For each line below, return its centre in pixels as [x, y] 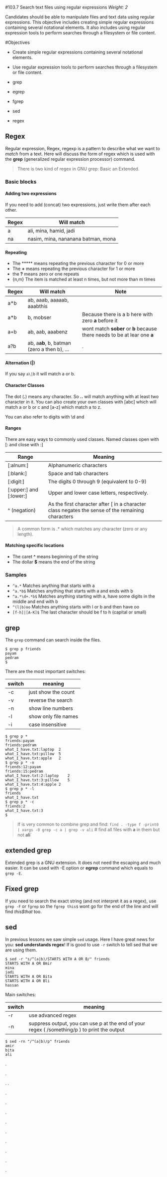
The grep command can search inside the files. [53, 640]
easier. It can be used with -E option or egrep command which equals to [79, 868]
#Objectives [17, 42]
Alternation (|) [20, 363]
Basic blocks [21, 182]
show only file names [53, 717]
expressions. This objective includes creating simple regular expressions [80, 22]
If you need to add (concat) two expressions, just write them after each [78, 205]
